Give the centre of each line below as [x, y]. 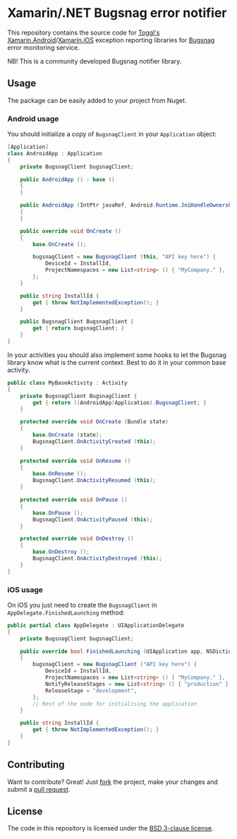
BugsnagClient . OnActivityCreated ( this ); [95, 441]
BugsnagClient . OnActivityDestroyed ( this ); [97, 559]
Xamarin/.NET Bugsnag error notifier [117, 13]
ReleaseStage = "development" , [91, 690]
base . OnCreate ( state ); [67, 435]
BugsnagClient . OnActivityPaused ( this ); [93, 519]
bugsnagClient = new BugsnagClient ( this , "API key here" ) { [124, 257]
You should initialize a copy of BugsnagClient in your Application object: [112, 134]
